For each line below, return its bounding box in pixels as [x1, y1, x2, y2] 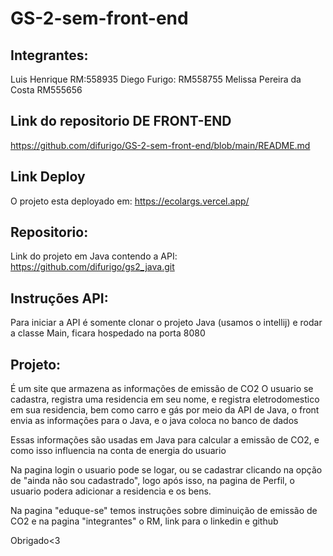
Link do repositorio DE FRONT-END [10, 113, 232, 130]
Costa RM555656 [10, 84, 83, 96]
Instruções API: [10, 290, 109, 307]
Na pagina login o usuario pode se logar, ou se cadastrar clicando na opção [10, 464, 323, 476]
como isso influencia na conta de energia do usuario [10, 445, 227, 457]
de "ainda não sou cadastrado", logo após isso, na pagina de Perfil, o [10, 475, 295, 487]
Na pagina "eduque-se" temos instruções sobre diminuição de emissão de [10, 505, 318, 517]
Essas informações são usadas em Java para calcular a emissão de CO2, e [10, 434, 320, 446]
